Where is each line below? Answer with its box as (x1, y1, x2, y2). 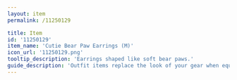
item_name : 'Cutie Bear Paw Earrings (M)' (7, 43, 134, 50)
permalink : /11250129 (7, 17, 71, 24)
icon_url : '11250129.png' (7, 49, 83, 56)
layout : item (7, 10, 46, 18)
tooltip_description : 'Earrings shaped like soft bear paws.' (7, 55, 194, 63)
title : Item (7, 29, 42, 36)
